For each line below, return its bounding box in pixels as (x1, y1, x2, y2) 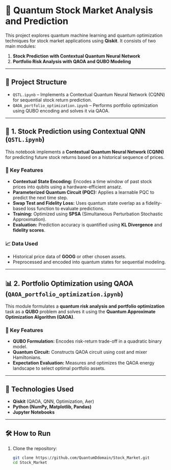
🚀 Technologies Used (5, 384, 74, 394)
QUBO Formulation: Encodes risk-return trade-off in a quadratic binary (12, 338, 162, 344)
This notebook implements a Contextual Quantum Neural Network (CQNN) (5, 149, 164, 155)
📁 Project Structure (5, 78, 67, 87)
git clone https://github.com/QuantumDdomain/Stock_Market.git (12, 455, 150, 460)
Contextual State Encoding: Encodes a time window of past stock (12, 178, 152, 184)
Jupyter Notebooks (12, 409, 55, 416)
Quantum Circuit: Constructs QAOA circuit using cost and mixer (12, 349, 148, 355)
